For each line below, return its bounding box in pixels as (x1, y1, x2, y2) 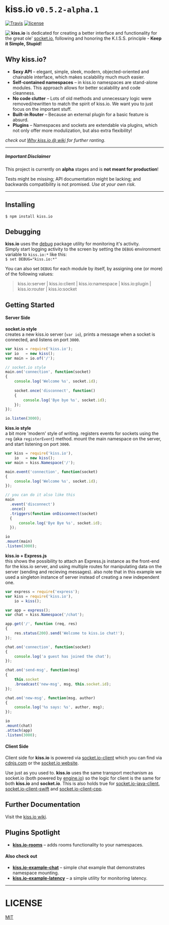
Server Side (5, 315, 31, 321)
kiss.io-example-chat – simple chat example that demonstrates (12, 864, 145, 870)
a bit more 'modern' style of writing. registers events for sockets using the (5, 430, 159, 436)
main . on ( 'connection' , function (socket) (5, 369, 92, 374)
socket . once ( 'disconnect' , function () (14, 388, 96, 393)
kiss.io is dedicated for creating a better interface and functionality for (11, 30, 157, 36)
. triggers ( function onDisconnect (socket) (10, 511, 98, 516)
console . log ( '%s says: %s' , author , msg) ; (14, 705, 105, 710)
